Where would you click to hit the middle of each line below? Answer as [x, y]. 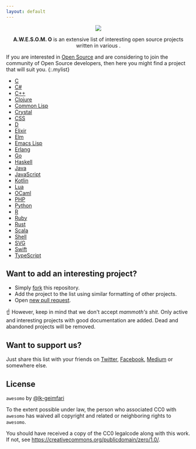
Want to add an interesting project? [72, 274]
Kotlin [21, 180]
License [21, 384]
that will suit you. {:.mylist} [38, 69]
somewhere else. [27, 366]
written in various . [98, 45]
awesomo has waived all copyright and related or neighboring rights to [89, 416]
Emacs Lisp [28, 143]
